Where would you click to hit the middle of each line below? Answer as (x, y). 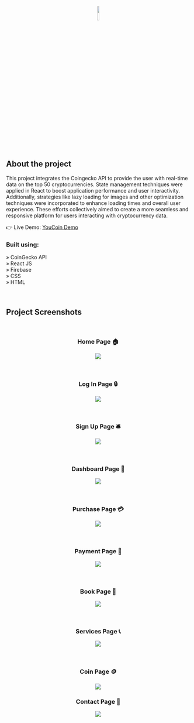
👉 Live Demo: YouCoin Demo (42, 227)
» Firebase (19, 270)
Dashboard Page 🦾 (98, 469)
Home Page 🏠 (98, 341)
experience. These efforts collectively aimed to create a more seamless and (97, 209)
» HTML (16, 282)
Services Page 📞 (98, 631)
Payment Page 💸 (98, 551)
